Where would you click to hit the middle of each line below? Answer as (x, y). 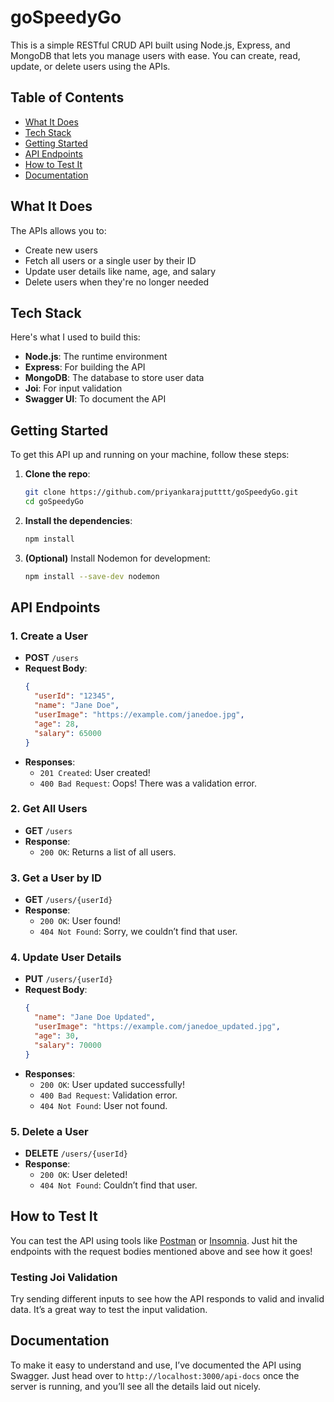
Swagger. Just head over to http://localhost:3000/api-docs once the (155, 1375)
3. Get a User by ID (56, 878)
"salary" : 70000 (68, 1045)
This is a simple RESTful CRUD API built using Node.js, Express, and (150, 45)
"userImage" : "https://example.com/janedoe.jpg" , (139, 715)
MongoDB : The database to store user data (114, 378)
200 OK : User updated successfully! (112, 1084)
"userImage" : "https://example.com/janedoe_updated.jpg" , (157, 1027)
